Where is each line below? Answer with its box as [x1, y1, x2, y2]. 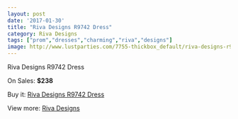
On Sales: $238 [7, 76, 53, 85]
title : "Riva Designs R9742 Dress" [7, 23, 113, 30]
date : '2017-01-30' [7, 17, 65, 24]
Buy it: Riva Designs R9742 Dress [7, 90, 105, 98]
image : [7, 43, 27, 50]
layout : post [7, 10, 46, 18]
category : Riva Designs [7, 30, 78, 38]
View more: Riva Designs [7, 104, 80, 112]
